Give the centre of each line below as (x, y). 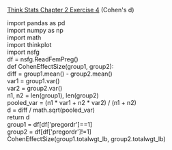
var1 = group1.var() (33, 81)
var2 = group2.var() (35, 88)
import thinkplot (29, 45)
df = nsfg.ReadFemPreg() (43, 59)
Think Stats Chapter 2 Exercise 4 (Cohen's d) (71, 10)
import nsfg (23, 52)
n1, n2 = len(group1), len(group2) (53, 95)
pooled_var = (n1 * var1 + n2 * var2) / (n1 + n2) (72, 103)
